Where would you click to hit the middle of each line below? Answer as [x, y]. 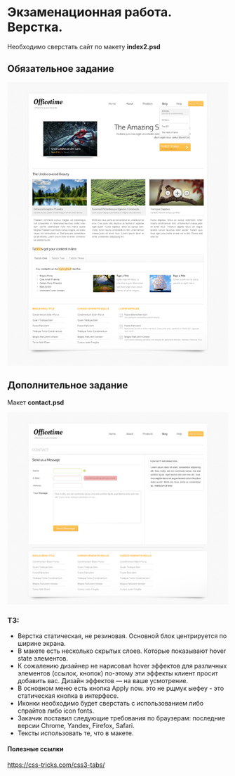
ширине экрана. [42, 643]
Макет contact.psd [36, 402]
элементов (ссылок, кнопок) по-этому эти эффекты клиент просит [118, 673]
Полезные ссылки [35, 749]
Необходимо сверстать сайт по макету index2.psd [84, 46]
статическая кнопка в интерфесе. [68, 695]
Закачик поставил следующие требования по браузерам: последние [121, 718]
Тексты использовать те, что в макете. [75, 733]
